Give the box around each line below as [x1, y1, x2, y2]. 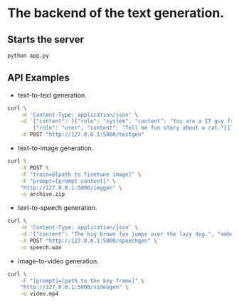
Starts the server [7, 33, 84, 46]
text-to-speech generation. [17, 204, 97, 212]
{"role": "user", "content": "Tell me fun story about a [33, 125, 205, 132]
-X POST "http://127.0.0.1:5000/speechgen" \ [20, 237, 158, 244]
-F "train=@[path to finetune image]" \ [20, 171, 142, 178]
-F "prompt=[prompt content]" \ [20, 177, 116, 184]
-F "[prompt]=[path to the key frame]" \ [20, 277, 144, 284]
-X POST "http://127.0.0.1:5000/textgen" [20, 131, 144, 138]
